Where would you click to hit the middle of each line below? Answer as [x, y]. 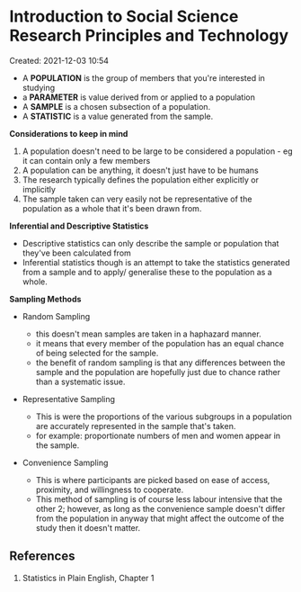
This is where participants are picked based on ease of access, [153, 480]
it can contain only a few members [86, 160]
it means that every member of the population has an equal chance [160, 343]
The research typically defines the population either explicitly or [140, 179]
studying [39, 87]
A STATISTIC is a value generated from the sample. [118, 116]
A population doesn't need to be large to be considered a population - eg [157, 151]
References [42, 556]
